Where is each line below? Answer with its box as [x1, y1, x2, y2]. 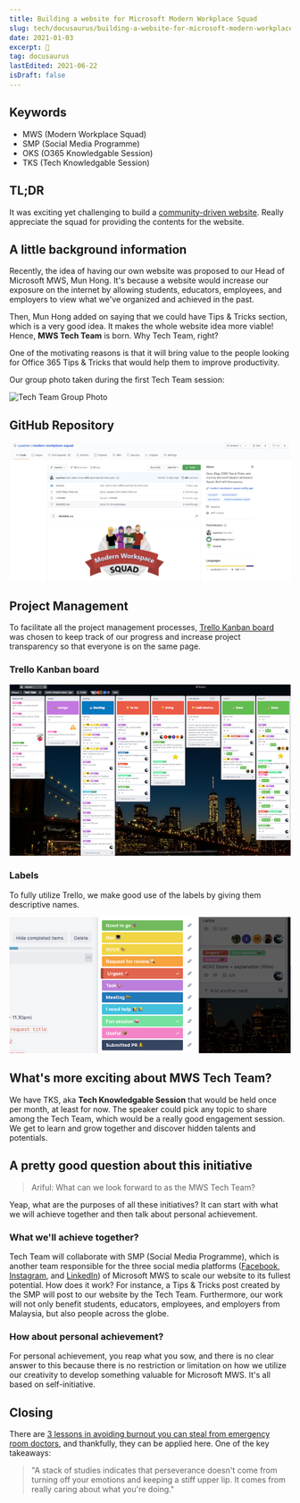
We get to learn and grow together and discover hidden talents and [9, 1123, 256, 1133]
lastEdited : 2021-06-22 [9, 62, 98, 71]
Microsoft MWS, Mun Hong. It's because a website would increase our [9, 275, 270, 286]
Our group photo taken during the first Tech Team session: [9, 375, 225, 386]
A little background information [9, 242, 187, 257]
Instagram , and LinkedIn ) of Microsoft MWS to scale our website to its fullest [9, 1270, 291, 1281]
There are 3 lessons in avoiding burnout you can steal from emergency [9, 1429, 271, 1440]
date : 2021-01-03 [9, 33, 74, 42]
